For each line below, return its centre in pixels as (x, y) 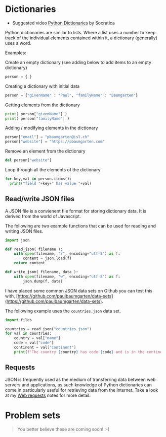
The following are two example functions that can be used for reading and (81, 226)
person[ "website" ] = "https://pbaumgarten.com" (55, 142)
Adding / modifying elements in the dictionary (52, 128)
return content (30, 263)
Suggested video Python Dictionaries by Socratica (63, 23)
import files (19, 320)
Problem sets (33, 415)
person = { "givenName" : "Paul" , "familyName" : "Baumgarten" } (72, 95)
